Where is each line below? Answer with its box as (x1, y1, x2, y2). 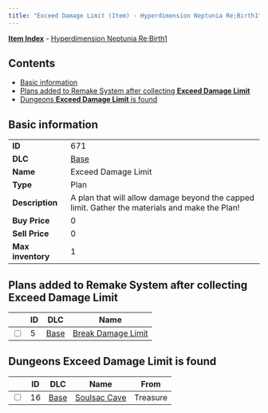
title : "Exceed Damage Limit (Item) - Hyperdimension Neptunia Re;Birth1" (8, 11, 262, 20)
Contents (8, 57, 56, 70)
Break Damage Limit (73, 328, 149, 339)
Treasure (134, 391, 168, 403)
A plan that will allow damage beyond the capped (70, 192, 255, 203)
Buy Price (12, 215, 50, 226)
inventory (12, 251, 50, 262)
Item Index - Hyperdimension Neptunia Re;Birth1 (8, 33, 167, 43)
